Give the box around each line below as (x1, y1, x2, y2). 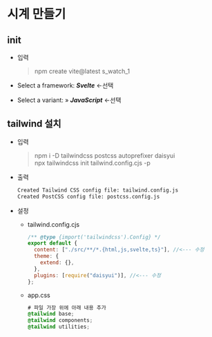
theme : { (33, 253, 59, 260)
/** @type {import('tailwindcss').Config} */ (27, 234, 161, 241)
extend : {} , (40, 259, 75, 266)
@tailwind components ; (27, 317, 93, 324)
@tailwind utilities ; (27, 323, 90, 331)
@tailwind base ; (27, 311, 75, 318)
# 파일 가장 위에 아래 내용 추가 (27, 304, 106, 311)
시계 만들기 (7, 6, 66, 22)
